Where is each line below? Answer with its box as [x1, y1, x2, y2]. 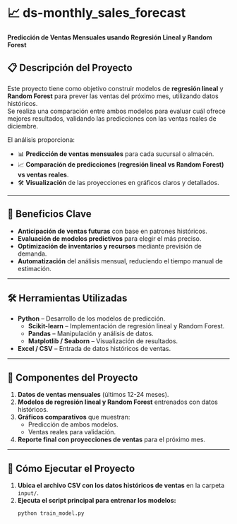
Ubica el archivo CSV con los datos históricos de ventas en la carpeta [17, 481, 225, 489]
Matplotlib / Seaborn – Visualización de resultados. [28, 337, 178, 345]
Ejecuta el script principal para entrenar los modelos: [17, 496, 176, 504]
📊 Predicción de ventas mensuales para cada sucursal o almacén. [17, 149, 214, 158]
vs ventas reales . [17, 170, 69, 179]
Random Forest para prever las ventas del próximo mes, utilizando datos [7, 92, 219, 100]
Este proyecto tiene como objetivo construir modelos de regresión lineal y [7, 84, 224, 93]
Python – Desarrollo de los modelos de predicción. [17, 314, 166, 323]
